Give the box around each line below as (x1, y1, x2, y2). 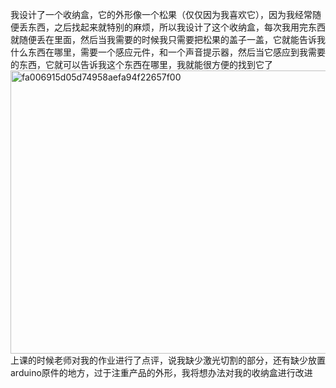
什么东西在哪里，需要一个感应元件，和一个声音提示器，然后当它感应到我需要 (10, 46, 326, 58)
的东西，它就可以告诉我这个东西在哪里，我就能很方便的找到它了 (10, 59, 273, 70)
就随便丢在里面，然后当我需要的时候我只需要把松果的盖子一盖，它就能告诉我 (10, 34, 326, 45)
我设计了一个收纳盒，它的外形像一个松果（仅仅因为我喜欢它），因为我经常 (10, 9, 313, 20)
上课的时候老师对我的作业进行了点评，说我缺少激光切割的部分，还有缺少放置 (10, 354, 326, 366)
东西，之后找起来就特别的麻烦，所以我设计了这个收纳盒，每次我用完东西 (27, 21, 326, 33)
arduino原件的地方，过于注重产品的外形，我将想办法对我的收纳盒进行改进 (10, 367, 313, 378)
